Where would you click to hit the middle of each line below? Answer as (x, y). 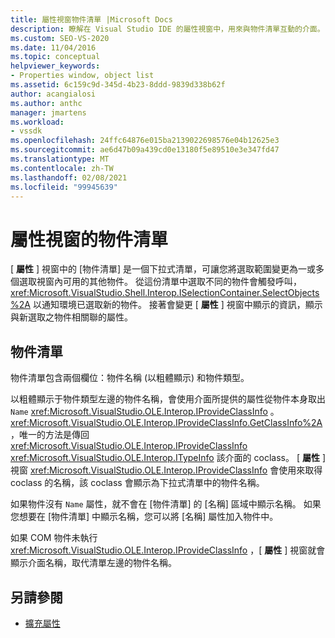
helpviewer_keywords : (55, 66)
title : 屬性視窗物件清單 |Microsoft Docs (91, 19)
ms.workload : (37, 122)
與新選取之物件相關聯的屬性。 (71, 317)
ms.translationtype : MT (60, 159)
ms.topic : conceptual (55, 57)
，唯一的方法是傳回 (50, 435)
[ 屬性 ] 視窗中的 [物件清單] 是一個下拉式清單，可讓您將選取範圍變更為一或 (163, 269)
